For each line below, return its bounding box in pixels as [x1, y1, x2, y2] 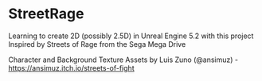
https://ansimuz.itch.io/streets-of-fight [8, 63, 135, 72]
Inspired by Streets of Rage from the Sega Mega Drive [8, 39, 186, 48]
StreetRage [8, 5, 84, 23]
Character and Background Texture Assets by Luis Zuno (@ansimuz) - [8, 55, 239, 64]
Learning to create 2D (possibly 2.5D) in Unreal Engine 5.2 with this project [8, 31, 254, 40]
